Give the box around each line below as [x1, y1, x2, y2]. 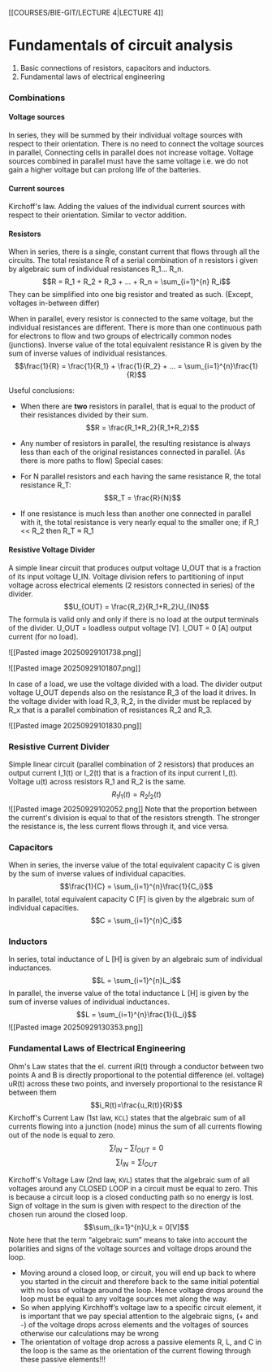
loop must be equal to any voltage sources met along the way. [19, 1294, 229, 1304]
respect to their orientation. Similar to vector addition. [8, 210, 188, 220]
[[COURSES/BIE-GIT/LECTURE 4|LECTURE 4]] [8, 8, 164, 17]
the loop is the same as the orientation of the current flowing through [19, 1346, 252, 1356]
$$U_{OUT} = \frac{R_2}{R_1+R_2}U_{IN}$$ [63, 601, 209, 611]
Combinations [8, 92, 66, 103]
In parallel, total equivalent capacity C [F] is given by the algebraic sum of [8, 894, 255, 904]
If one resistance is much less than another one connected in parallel [19, 509, 252, 518]
